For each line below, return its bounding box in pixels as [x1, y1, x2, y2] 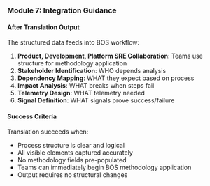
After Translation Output [7, 23, 80, 31]
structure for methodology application [17, 59, 127, 68]
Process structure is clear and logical [17, 141, 125, 150]
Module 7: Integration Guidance [7, 6, 117, 15]
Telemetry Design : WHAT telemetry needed [17, 89, 146, 98]
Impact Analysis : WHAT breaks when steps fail [17, 82, 155, 90]
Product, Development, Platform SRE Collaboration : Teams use [17, 52, 203, 61]
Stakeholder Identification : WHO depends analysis [17, 67, 167, 75]
